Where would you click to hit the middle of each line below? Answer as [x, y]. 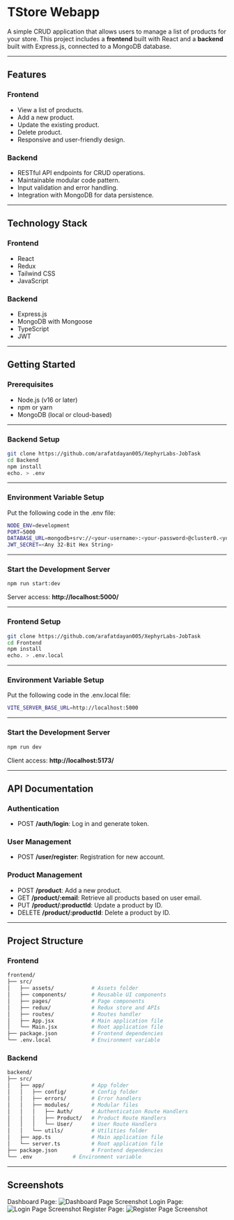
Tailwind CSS [36, 273]
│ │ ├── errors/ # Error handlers [74, 1098]
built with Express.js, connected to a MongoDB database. [89, 46]
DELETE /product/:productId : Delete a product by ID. [94, 912]
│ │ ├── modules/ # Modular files [73, 1105]
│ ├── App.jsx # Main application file [85, 1021]
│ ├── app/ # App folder [68, 1085]
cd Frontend [24, 642]
